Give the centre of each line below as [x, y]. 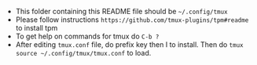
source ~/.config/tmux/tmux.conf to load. [83, 53]
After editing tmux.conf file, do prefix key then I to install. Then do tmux [129, 45]
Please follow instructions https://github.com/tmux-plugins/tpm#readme [132, 20]
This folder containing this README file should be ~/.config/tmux [121, 11]
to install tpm [37, 28]
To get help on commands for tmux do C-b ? [87, 36]
